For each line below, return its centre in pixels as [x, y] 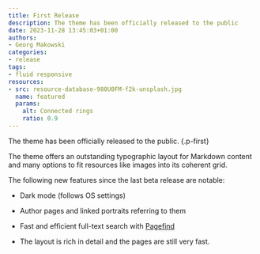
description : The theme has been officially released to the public [123, 23]
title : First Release [44, 15]
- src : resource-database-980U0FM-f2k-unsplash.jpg [95, 89]
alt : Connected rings [58, 112]
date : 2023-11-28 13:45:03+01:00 [63, 30]
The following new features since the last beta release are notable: [117, 180]
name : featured [40, 97]
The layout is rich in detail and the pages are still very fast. [115, 241]
